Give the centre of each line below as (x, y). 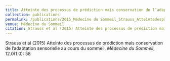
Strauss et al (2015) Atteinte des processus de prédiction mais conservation (84, 43)
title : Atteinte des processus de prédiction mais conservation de (78, 10)
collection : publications (32, 15)
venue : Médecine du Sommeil (35, 24)
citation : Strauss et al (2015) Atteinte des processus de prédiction (81, 29)
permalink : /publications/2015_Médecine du (52, 19)
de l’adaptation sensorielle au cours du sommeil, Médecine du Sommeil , (80, 48)
